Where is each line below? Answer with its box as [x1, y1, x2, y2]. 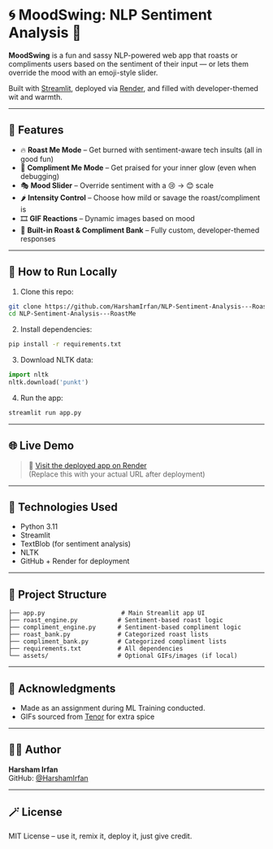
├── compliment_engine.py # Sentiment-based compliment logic [8, 624, 242, 632]
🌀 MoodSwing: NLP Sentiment [8, 6, 213, 24]
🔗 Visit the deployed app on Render [28, 460, 148, 470]
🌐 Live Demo [8, 439, 75, 453]
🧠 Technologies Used [8, 500, 118, 514]
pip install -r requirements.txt [8, 340, 122, 349]
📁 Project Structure [8, 587, 107, 601]
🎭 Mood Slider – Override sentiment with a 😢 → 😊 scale [19, 181, 214, 190]
